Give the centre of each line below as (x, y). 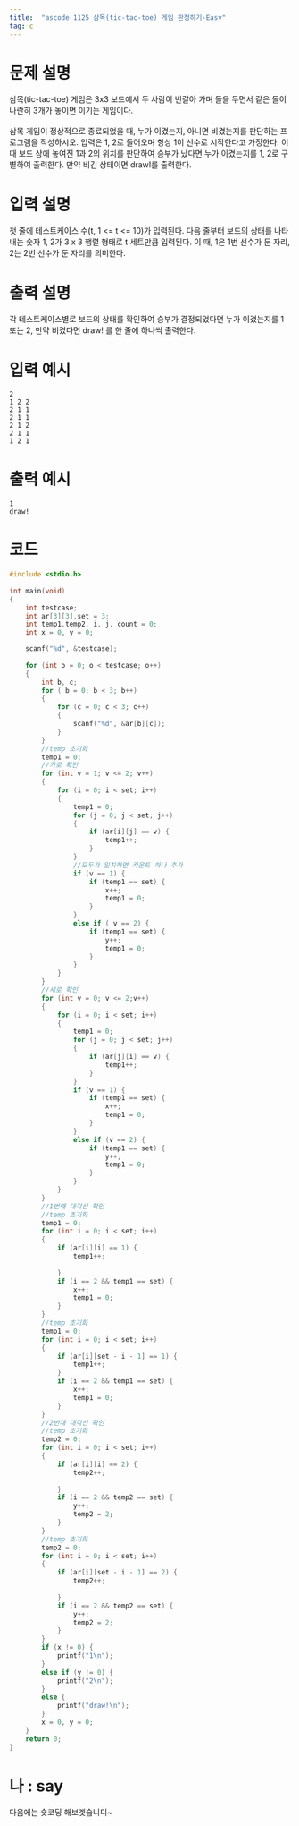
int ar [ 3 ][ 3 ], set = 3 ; (67, 616)
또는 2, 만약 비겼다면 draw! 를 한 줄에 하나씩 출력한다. (103, 330)
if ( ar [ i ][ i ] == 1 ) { (97, 1248)
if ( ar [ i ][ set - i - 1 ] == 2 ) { (117, 1573)
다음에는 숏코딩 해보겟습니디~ (61, 1813)
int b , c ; (59, 682)
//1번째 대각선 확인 (73, 1206)
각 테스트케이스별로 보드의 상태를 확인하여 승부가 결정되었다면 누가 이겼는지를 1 (146, 320)
